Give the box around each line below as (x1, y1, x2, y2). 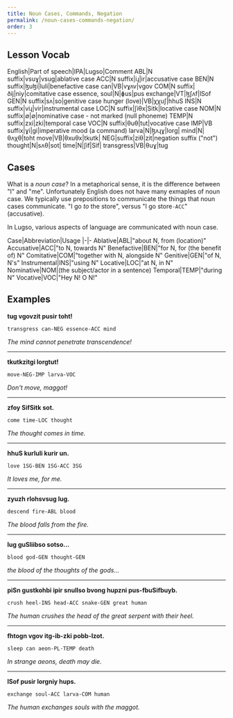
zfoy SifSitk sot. (7, 403, 54, 411)
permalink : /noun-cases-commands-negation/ (7, 17, 135, 24)
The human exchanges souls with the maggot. (7, 703, 140, 711)
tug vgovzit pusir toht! (7, 312, 73, 320)
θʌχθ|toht (7, 134, 35, 143)
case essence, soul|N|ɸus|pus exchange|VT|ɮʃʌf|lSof (58, 90, 212, 98)
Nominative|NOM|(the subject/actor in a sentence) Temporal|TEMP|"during (7, 266, 223, 274)
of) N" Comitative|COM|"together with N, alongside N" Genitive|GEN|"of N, (7, 251, 222, 260)
